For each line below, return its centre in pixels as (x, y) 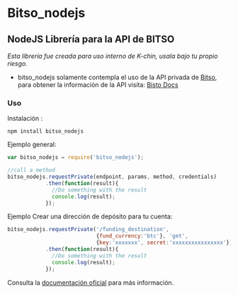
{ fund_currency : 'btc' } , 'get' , (142, 236)
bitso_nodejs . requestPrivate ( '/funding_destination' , (89, 230)
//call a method (31, 170)
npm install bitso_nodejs (45, 131)
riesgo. (18, 64)
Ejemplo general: (32, 145)
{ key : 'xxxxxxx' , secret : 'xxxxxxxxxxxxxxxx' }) (164, 243)
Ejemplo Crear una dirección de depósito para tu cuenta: (90, 216)
